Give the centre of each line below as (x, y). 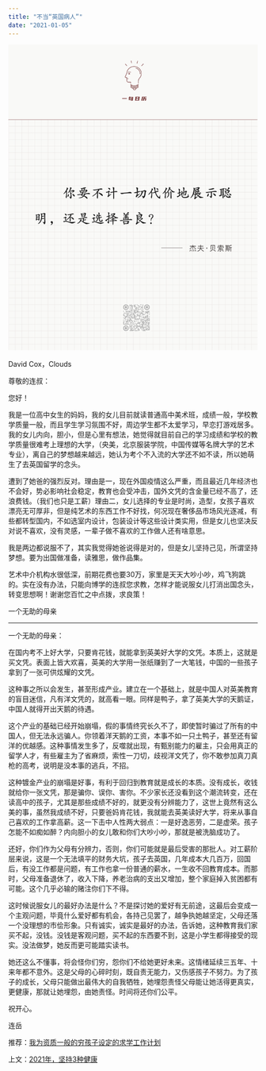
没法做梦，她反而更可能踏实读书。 (77, 946)
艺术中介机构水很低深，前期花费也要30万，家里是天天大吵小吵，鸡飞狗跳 (127, 575)
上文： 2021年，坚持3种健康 (53, 1059)
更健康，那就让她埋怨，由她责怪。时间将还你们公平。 (95, 992)
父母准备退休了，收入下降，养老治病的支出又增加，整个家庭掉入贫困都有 (140, 879)
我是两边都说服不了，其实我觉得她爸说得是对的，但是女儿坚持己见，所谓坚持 (133, 548)
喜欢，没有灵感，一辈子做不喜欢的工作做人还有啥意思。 (119, 531)
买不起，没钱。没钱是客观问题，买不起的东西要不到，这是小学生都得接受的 (129, 935)
